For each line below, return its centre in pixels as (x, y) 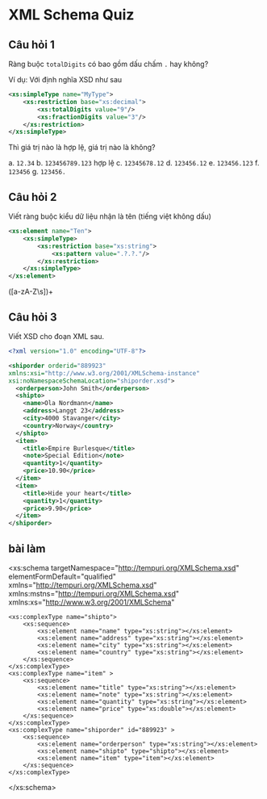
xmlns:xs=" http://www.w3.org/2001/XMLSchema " (92, 602)
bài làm (27, 548)
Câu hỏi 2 (33, 197)
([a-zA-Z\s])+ (31, 291)
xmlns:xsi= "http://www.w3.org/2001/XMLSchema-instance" (104, 373)
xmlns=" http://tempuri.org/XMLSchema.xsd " (83, 585)
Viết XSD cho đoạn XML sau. (56, 336)
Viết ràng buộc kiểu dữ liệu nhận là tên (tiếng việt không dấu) (110, 216)
